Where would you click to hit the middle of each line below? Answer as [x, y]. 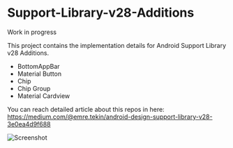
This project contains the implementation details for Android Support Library [117, 45]
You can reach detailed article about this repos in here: [86, 109]
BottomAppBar [39, 66]
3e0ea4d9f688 [29, 124]
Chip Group [34, 88]
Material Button [39, 74]
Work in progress [32, 32]
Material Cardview [44, 96]
